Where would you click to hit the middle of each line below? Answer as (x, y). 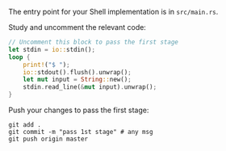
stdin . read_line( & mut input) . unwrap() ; (90, 87)
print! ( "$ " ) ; (46, 65)
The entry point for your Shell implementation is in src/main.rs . (113, 12)
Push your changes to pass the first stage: (79, 110)
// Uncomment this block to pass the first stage (94, 42)
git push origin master (48, 139)
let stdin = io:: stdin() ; (52, 49)
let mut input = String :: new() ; (77, 80)
